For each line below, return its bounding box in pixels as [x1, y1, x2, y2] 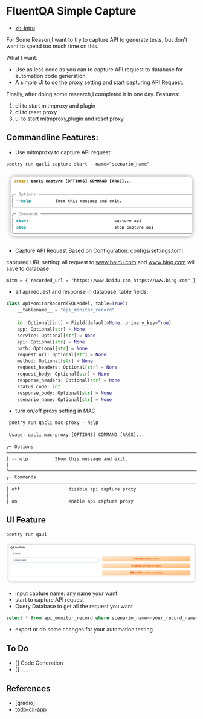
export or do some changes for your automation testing [14, 626, 153, 633]
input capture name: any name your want [14, 590, 118, 597]
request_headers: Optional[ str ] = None [17, 365, 118, 371]
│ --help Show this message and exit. [6, 456, 129, 462]
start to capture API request [14, 596, 85, 603]
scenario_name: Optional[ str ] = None [17, 396, 112, 403]
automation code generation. [14, 72, 88, 79]
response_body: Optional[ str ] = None [17, 390, 112, 396]
